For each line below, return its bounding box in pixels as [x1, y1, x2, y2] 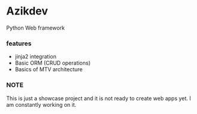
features [6, 39, 32, 48]
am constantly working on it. [6, 101, 77, 108]
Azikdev [6, 4, 48, 18]
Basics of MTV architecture [14, 66, 83, 73]
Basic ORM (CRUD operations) [14, 59, 91, 67]
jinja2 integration [14, 53, 57, 60]
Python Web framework [6, 24, 65, 31]
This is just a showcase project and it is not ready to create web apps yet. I [6, 95, 191, 102]
